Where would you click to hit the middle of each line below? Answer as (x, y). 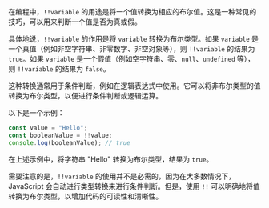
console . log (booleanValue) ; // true (69, 142)
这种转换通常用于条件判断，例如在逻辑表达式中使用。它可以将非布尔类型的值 (134, 86)
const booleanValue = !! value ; (60, 135)
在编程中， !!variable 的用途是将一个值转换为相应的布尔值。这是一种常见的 (132, 12)
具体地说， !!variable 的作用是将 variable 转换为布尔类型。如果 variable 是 (133, 39)
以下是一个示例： (36, 113)
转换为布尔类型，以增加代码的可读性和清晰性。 (85, 196)
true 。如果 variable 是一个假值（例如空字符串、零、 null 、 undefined (122, 59)
